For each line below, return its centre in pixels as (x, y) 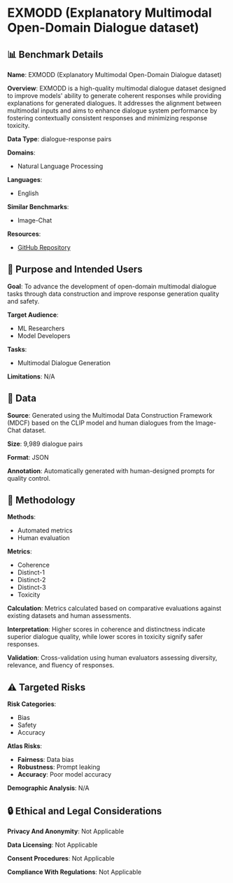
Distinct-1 (31, 572)
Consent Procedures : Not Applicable (61, 859)
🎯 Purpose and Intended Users (75, 270)
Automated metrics (45, 530)
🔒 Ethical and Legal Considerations (85, 811)
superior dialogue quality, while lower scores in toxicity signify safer (105, 637)
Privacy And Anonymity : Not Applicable (66, 831)
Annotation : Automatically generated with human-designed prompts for (111, 471)
